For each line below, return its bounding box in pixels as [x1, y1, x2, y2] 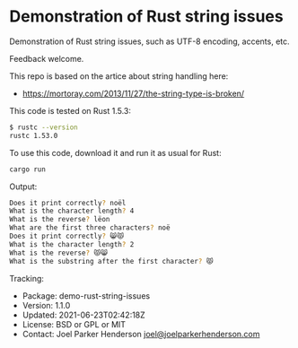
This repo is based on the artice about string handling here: [9, 70, 229, 82]
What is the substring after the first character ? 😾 [9, 257, 214, 265]
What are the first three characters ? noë [9, 223, 171, 232]
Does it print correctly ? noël [9, 198, 127, 207]
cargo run [9, 164, 47, 174]
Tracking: [9, 273, 45, 283]
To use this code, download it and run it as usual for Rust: [9, 147, 222, 158]
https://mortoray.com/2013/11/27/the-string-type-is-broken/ [22, 88, 245, 99]
